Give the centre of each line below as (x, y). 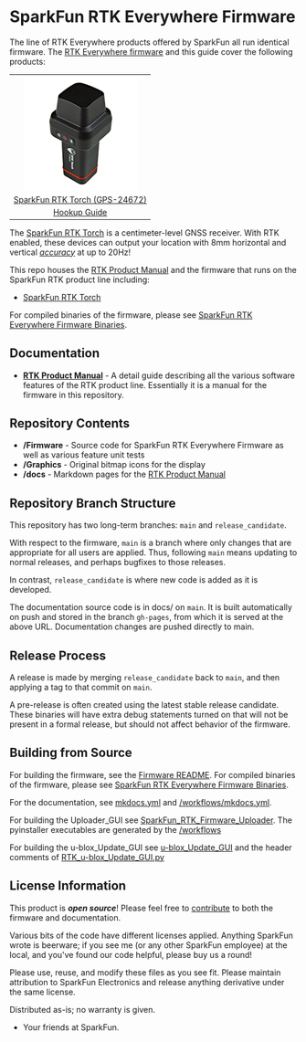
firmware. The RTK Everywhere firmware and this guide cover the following (151, 51)
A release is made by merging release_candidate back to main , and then (145, 677)
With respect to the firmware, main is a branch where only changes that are (151, 543)
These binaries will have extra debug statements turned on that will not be (149, 714)
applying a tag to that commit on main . (81, 687)
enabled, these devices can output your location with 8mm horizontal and (148, 242)
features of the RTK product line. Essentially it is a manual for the (145, 384)
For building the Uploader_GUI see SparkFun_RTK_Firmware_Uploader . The (151, 820)
